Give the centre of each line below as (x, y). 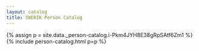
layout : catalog (27, 12)
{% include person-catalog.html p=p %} (56, 41)
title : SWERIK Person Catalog (45, 18)
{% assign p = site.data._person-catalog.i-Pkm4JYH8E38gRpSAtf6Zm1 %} (99, 35)
